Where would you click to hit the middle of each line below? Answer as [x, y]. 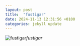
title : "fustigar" [26, 14]
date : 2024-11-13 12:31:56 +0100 [40, 19]
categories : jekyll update [33, 24]
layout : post [19, 10]
